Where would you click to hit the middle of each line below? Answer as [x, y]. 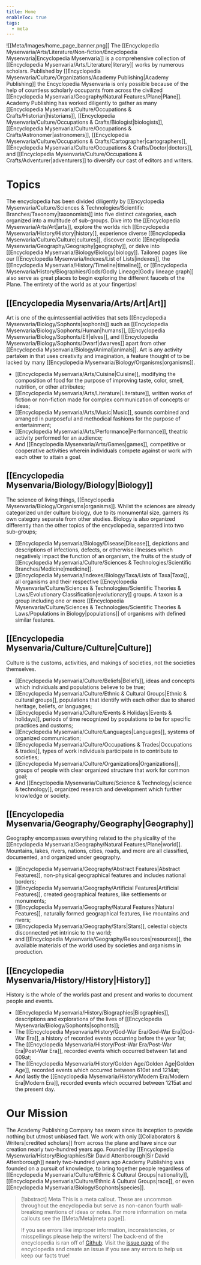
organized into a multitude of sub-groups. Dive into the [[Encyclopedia [93, 220]
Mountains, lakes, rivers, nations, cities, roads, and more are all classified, [97, 851]
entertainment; [33, 425]
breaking [32, 1212]
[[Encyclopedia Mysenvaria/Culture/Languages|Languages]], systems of [105, 732]
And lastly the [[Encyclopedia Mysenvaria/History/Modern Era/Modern [102, 1076]
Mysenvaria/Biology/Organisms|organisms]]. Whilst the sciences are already [101, 506]
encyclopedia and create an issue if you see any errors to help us [102, 1249]
